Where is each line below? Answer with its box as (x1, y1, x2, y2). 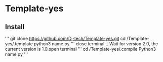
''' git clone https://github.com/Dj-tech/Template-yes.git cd (5, 35, 126, 41)
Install (5, 23, 25, 31)
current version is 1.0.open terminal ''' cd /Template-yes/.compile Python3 (5, 46, 156, 52)
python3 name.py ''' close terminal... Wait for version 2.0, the (34, 41, 158, 47)
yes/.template (5, 41, 33, 47)
